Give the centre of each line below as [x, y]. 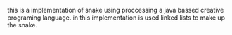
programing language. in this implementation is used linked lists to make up [116, 17]
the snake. [22, 25]
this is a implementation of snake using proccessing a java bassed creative [116, 10]
